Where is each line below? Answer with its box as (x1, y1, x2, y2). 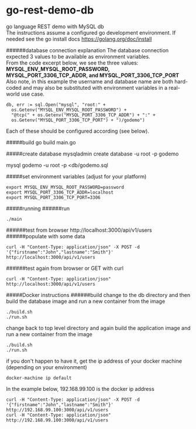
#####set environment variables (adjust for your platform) (6, 173, 147, 180)
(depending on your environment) (6, 363, 88, 370)
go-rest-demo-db (6, 4, 94, 17)
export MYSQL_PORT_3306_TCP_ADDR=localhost (6, 189, 114, 195)
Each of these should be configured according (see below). (6, 127, 149, 134)
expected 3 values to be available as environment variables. (6, 53, 150, 60)
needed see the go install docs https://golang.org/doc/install (6, 35, 152, 42)
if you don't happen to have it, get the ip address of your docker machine (6, 357, 183, 364)
